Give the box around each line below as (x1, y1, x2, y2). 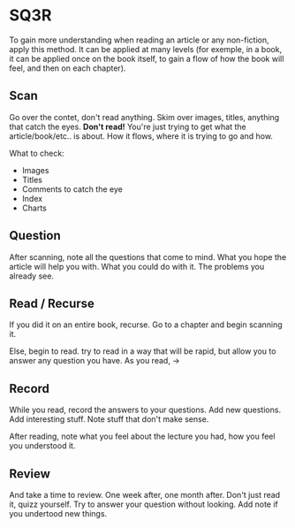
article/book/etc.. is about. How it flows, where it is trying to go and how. (9, 130, 274, 142)
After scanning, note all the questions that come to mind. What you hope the (9, 251, 287, 262)
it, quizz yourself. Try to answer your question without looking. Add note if (9, 499, 278, 509)
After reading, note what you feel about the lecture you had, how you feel (9, 431, 276, 442)
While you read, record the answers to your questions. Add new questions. (9, 404, 281, 416)
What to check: (9, 148, 64, 158)
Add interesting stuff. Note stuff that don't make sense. (9, 414, 209, 425)
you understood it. (9, 440, 76, 451)
